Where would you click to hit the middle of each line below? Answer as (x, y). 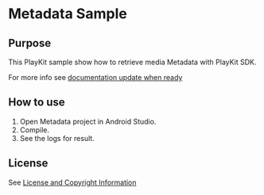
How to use (37, 103)
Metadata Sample (68, 14)
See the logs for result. (57, 138)
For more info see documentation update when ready (95, 77)
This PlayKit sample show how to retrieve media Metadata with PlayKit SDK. (132, 62)
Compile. (35, 130)
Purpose (30, 43)
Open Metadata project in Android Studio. (88, 121)
